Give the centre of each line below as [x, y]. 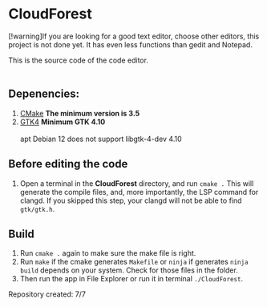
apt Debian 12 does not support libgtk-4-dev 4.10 [101, 139]
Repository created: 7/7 [47, 294]
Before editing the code [68, 164]
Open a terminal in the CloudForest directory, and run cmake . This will [137, 183]
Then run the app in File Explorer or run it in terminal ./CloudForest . [131, 279]
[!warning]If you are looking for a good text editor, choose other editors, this [134, 36]
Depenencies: [44, 94]
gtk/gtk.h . [37, 208]
